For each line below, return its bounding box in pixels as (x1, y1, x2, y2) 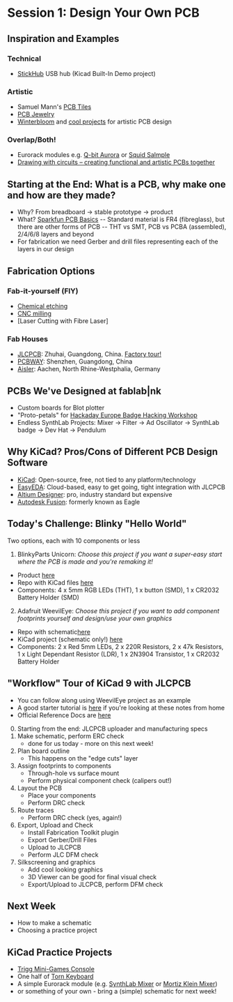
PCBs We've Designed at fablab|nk (7, 385, 162, 397)
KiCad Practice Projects (7, 946, 113, 958)
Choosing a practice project (17, 926, 97, 934)
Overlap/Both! (7, 135, 56, 144)
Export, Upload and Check (17, 821, 94, 829)
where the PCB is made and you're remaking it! (17, 557, 153, 566)
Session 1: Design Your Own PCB (7, 5, 200, 21)
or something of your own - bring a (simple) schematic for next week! (17, 987, 217, 996)
